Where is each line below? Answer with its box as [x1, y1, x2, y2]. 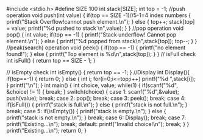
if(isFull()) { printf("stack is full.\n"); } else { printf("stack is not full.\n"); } [6, 101, 188, 108]
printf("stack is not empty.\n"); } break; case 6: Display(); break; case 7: [6, 114, 187, 121]
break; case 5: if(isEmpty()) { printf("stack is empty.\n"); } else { [6, 108, 166, 114]
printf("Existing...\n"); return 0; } [6, 127, 87, 134]
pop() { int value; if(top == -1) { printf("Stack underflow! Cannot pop [6, 31, 177, 38]
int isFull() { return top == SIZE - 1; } [6, 57, 96, 64]
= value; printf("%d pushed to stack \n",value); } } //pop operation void [6, 24, 184, 32]
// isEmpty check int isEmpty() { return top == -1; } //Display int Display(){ [6, 69, 190, 75]
